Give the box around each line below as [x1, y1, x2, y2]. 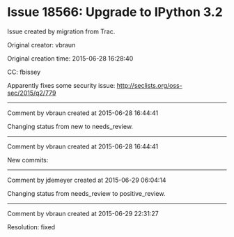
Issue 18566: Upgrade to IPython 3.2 [7, 4, 223, 20]
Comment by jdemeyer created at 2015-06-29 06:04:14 [7, 176, 166, 184]
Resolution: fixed [7, 222, 56, 231]
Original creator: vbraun [7, 40, 76, 49]
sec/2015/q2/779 [7, 89, 56, 97]
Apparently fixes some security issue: [7, 81, 116, 89]
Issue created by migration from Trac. [7, 27, 116, 36]
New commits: [7, 155, 49, 164]
